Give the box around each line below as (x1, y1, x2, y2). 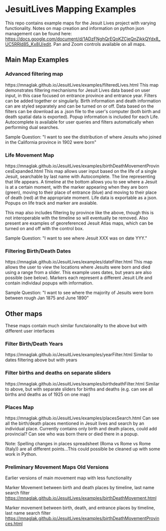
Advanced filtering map (5, 71, 63, 78)
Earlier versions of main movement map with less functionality (5, 475, 132, 481)
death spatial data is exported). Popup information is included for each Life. (5, 114, 160, 120)
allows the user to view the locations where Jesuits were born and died (5, 264, 151, 270)
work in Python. (5, 451, 37, 457)
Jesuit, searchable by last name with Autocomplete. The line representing (5, 173, 156, 179)
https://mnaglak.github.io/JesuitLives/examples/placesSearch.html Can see (5, 415, 160, 421)
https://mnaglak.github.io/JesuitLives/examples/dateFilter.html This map (5, 259, 153, 265)
